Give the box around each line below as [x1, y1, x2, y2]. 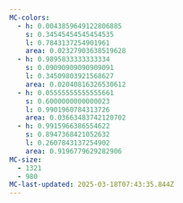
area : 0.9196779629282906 [25, 146, 123, 155]
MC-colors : [9, 13, 50, 22]
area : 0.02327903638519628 [25, 47, 126, 56]
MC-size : [9, 154, 42, 164]
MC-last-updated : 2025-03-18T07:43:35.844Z [9, 181, 175, 190]
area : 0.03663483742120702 [25, 113, 126, 122]
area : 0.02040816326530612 [25, 80, 126, 89]
